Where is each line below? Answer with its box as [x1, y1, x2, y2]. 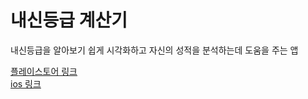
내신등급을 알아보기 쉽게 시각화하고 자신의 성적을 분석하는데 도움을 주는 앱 [10, 44, 299, 56]
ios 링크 [10, 77, 42, 90]
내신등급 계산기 [10, 9, 128, 32]
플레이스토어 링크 [10, 65, 78, 77]
